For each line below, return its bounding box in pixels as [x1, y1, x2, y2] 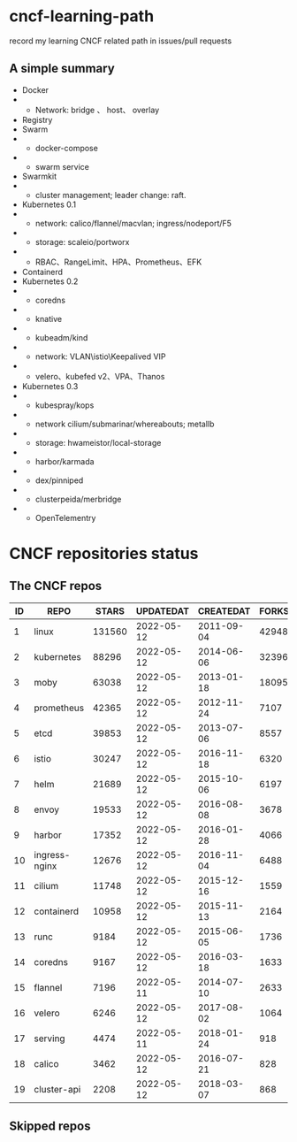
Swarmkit [21, 171, 57, 181]
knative [34, 313, 63, 324]
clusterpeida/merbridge [34, 494, 122, 504]
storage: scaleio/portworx [34, 236, 130, 247]
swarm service [34, 161, 90, 172]
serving [34, 1032, 65, 1045]
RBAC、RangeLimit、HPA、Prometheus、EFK [34, 257, 202, 267]
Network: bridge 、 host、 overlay [34, 104, 160, 115]
